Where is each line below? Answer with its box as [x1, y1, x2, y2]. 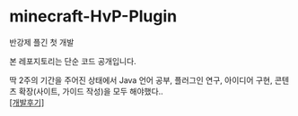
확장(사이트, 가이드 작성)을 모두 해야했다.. [18, 86, 163, 96]
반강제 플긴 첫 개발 [9, 37, 74, 47]
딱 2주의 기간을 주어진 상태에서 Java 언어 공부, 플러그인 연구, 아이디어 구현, [9, 74, 273, 86]
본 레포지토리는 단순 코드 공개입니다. [9, 55, 136, 66]
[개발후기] [9, 96, 45, 108]
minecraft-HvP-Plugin [9, 6, 178, 27]
